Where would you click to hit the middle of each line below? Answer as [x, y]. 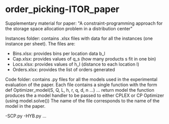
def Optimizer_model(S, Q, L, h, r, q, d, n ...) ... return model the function [80, 90]
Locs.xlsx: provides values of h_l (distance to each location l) [76, 64]
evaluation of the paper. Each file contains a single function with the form [81, 85]
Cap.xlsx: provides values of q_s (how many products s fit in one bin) [84, 58]
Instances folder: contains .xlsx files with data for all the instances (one [79, 38]
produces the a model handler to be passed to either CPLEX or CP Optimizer [85, 95]
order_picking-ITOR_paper [62, 9]
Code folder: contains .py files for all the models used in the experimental [81, 79]
